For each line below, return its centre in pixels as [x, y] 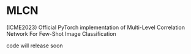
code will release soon [35, 46]
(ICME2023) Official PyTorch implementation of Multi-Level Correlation [96, 27]
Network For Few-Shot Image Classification [61, 33]
